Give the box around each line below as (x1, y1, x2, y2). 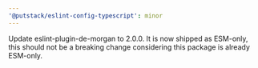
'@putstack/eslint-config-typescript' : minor (8, 11, 163, 20)
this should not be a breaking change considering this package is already (8, 42, 251, 52)
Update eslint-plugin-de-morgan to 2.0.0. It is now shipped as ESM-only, (8, 34, 248, 43)
